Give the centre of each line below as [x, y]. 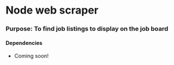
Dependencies [24, 43]
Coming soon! [31, 56]
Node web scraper [52, 10]
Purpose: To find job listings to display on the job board [87, 29]
